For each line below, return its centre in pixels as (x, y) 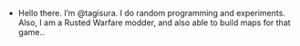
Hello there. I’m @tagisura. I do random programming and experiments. (151, 13)
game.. (31, 32)
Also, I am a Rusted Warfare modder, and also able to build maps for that (154, 23)
